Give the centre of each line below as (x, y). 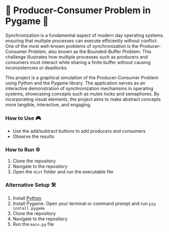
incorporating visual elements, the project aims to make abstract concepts (83, 99)
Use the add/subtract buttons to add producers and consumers (79, 131)
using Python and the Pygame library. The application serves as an (75, 83)
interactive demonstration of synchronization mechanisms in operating (79, 88)
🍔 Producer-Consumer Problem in (78, 10)
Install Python (27, 198)
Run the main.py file (33, 224)
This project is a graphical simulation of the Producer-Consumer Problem (82, 77)
